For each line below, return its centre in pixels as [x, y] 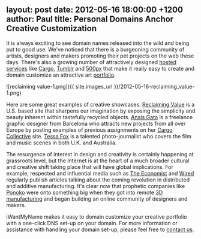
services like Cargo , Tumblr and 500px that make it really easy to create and [100, 68]
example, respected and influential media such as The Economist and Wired [100, 173]
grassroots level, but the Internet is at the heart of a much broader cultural [98, 161]
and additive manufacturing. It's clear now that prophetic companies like [96, 186]
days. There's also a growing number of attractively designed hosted [91, 62]
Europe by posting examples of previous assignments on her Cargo [89, 130]
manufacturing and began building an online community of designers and [97, 199]
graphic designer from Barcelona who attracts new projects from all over [96, 123]
